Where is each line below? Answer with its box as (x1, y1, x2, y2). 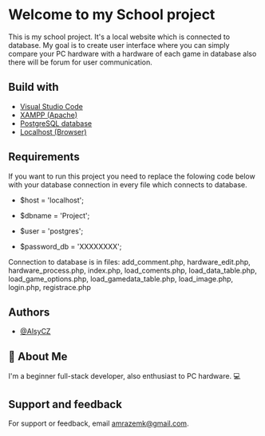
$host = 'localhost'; (19, 195, 84, 205)
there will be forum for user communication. (8, 57, 153, 67)
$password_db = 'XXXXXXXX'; (19, 242, 122, 251)
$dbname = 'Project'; (19, 210, 90, 220)
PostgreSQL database (19, 118, 93, 128)
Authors (8, 305, 50, 319)
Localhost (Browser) (19, 127, 87, 136)
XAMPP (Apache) (19, 110, 78, 120)
